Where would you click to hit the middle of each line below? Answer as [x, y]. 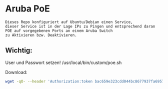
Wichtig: [19, 50]
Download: [16, 72]
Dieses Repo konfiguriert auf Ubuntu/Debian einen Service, [69, 22]
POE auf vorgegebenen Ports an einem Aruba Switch [59, 30]
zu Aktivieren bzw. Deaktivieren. [41, 35]
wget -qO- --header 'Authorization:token [49, 81]
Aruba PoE [27, 9]
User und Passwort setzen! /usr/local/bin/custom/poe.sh [63, 62]
